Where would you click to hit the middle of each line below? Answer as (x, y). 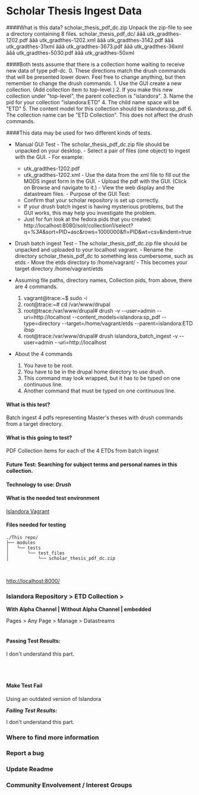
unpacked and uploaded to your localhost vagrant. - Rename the (94, 250)
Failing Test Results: (32, 710)
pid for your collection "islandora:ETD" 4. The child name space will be (93, 102)
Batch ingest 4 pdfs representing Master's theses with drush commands (94, 417)
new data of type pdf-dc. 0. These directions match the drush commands (96, 70)
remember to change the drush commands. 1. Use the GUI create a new (94, 83)
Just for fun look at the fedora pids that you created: (88, 219)
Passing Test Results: (33, 641)
